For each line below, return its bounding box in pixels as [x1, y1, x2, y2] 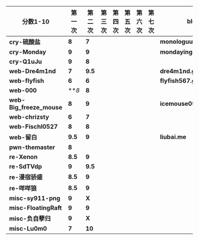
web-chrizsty [9, 113, 49, 121]
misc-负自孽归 [9, 215, 51, 222]
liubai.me [159, 133, 187, 141]
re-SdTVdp [9, 163, 43, 170]
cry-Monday [9, 48, 46, 56]
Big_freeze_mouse [9, 103, 63, 111]
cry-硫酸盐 [9, 38, 41, 46]
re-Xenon [9, 153, 38, 161]
